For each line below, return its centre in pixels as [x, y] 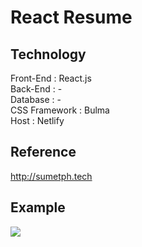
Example [38, 207]
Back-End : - [36, 89]
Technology [48, 54]
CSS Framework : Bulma [60, 110]
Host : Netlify [37, 120]
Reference [43, 152]
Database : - [36, 99]
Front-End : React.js [51, 78]
